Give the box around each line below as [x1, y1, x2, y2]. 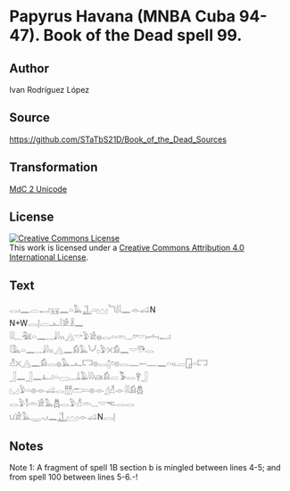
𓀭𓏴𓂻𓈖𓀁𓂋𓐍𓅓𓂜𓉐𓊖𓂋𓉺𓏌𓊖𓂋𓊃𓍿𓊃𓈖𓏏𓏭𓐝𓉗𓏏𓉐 [9, 358, 208, 369]
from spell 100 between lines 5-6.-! [9, 471, 138, 483]
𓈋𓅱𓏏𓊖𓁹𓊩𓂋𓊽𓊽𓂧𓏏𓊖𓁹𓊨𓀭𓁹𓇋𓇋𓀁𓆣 [9, 385, 145, 395]
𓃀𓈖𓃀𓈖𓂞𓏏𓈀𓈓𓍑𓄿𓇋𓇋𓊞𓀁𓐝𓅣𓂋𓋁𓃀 [9, 371, 149, 382]
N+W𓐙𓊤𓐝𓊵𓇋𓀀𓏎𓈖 [9, 318, 85, 329]
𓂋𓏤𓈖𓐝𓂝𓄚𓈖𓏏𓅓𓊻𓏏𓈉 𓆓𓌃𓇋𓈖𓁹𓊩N [9, 304, 156, 315]
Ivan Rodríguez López [9, 85, 90, 95]
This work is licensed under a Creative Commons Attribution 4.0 [9, 243, 245, 254]
